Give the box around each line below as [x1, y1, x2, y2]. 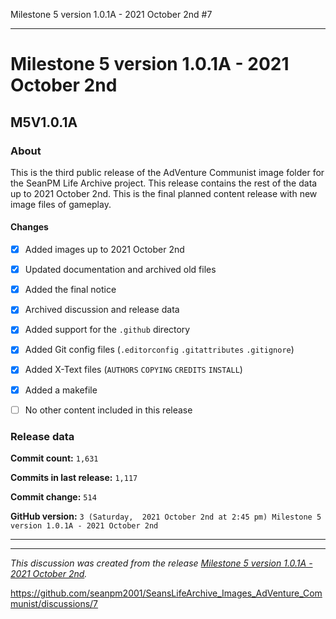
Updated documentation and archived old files [24, 264, 217, 276]
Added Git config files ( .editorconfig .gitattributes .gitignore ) [24, 344, 295, 356]
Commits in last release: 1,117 [10, 471, 138, 483]
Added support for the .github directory [24, 324, 191, 336]
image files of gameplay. [10, 198, 112, 210]
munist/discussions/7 [10, 597, 99, 609]
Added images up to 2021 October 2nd [24, 244, 185, 256]
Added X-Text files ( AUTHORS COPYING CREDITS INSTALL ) [24, 364, 243, 376]
